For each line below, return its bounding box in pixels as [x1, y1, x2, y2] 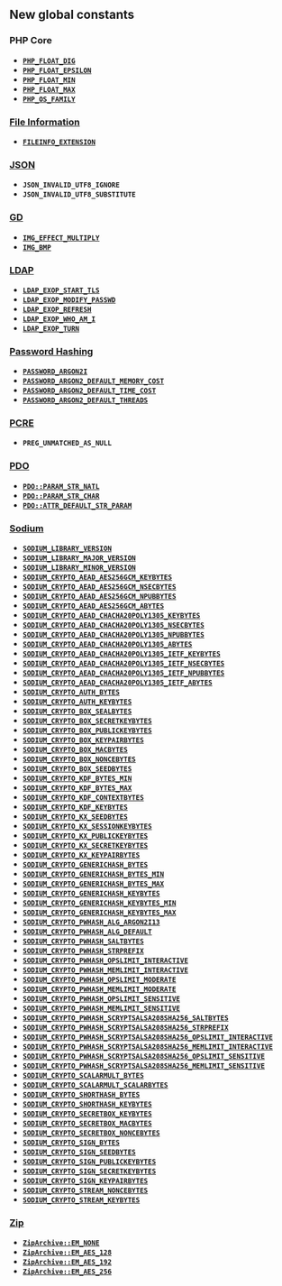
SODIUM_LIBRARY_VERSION [22, 545, 113, 554]
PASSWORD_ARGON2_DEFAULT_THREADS [22, 396, 149, 405]
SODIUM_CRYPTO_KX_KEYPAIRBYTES [22, 851, 141, 860]
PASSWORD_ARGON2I [22, 367, 88, 377]
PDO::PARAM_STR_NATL [22, 482, 100, 491]
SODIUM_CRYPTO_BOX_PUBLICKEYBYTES [22, 726, 152, 736]
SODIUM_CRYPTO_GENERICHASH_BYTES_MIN [22, 870, 165, 879]
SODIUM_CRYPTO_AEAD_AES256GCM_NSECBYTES [22, 583, 177, 592]
